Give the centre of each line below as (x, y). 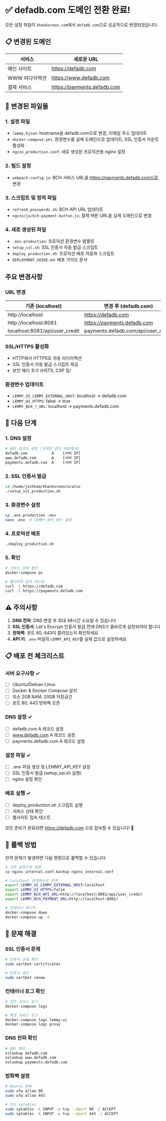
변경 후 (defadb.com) (128, 306)
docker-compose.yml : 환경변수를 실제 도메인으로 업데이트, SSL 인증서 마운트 (85, 139)
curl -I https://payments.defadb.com (44, 591)
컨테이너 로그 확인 (25, 991)
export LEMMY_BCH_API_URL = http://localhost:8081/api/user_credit (74, 894)
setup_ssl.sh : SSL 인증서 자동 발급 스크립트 (55, 247)
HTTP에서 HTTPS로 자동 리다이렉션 (47, 358)
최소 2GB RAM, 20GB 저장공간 (42, 697)
